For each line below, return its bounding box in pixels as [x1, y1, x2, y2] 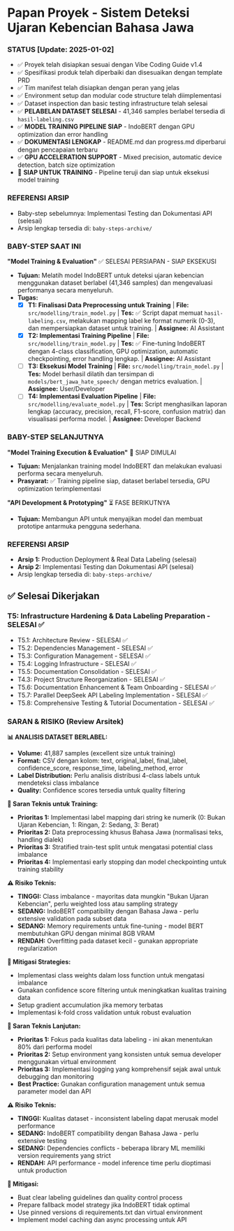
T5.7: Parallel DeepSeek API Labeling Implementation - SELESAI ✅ [17, 691, 208, 699]
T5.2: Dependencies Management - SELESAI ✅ [17, 644, 154, 652]
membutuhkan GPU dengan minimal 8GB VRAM [17, 929, 155, 937]
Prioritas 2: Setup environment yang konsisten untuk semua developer [17, 1049, 221, 1059]
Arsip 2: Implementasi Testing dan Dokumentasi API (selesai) [17, 562, 194, 570]
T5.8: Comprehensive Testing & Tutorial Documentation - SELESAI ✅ [17, 698, 215, 707]
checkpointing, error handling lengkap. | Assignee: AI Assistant [27, 355, 211, 363]
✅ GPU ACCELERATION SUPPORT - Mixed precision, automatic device [17, 153, 222, 161]
